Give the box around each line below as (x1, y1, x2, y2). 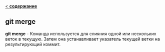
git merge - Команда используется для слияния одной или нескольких (5, 31, 156, 37)
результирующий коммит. (5, 41, 61, 47)
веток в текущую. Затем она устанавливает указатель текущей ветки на (5, 36, 160, 42)
